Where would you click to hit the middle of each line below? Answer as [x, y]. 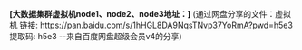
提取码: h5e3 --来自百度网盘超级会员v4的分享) [96, 36]
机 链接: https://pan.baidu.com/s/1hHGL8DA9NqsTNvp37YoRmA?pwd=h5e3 [151, 25]
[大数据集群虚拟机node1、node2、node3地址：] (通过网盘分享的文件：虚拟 [151, 14]
